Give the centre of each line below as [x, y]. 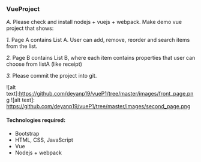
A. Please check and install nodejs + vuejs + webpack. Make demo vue [94, 22]
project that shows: [30, 28]
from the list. [22, 46]
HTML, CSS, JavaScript [44, 140]
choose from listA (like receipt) [44, 64]
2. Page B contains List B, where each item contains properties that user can [101, 58]
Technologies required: [36, 120]
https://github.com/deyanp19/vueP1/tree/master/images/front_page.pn [106, 94]
